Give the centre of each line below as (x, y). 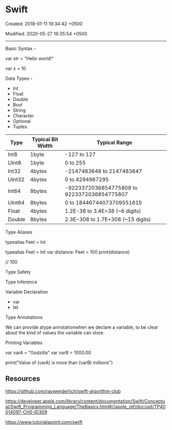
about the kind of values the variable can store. (55, 332)
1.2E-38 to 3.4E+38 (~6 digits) (103, 211)
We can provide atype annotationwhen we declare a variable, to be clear (82, 327)
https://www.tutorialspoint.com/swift (44, 422)
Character (23, 115)
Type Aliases (19, 232)
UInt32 (16, 180)
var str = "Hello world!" (30, 58)
